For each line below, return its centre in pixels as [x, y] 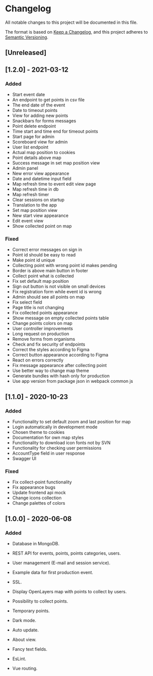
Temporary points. [31, 611]
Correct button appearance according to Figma [60, 355]
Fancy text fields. [30, 649]
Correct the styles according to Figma [51, 350]
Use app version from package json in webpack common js [73, 381]
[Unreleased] [26, 53]
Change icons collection [37, 498]
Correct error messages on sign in [47, 250]
